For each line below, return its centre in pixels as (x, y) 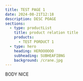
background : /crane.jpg (39, 60)
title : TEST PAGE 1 (25, 10)
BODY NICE (17, 74)
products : (24, 38)
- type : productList (31, 28)
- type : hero (23, 46)
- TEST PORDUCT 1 (36, 42)
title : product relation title (46, 33)
